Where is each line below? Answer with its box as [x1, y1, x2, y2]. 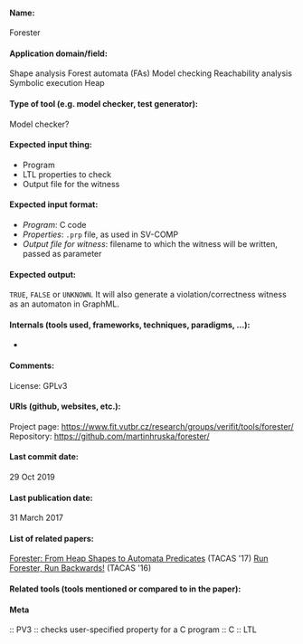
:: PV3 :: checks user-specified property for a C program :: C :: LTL [9, 624, 258, 635]
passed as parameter [22, 249, 102, 260]
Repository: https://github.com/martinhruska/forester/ [9, 431, 210, 441]
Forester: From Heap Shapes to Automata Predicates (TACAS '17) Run [9, 553, 269, 564]
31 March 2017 [9, 512, 64, 524]
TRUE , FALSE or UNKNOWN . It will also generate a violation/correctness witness [9, 289, 287, 300]
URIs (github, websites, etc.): [9, 401, 121, 412]
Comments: [9, 360, 55, 371]
